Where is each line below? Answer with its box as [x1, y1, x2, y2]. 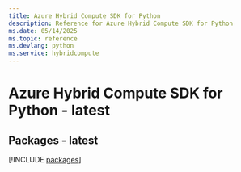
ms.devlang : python [8, 42, 74, 50]
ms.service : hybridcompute [8, 49, 99, 57]
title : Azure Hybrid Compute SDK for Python [8, 11, 161, 20]
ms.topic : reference [8, 34, 78, 43]
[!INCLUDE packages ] [8, 155, 82, 164]
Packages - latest [8, 133, 99, 147]
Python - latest [8, 102, 111, 120]
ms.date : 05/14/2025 [8, 27, 78, 35]
